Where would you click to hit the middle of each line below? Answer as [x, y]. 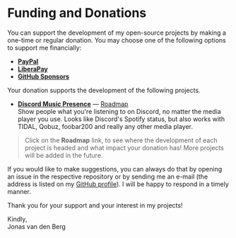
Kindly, [17, 219]
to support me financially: [45, 47]
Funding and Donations [77, 13]
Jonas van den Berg [36, 226]
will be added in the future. [64, 155]
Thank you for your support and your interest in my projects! [95, 205]
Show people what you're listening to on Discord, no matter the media [119, 111]
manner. [19, 191]
